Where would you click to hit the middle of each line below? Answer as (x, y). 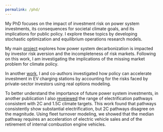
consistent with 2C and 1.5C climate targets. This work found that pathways (81, 103)
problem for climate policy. (32, 64)
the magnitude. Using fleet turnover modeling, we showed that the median (80, 114)
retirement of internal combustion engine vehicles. (55, 124)
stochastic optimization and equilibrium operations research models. (74, 39)
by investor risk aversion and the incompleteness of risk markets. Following (81, 54)
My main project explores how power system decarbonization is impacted (79, 48)
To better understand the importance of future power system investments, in (82, 93)
